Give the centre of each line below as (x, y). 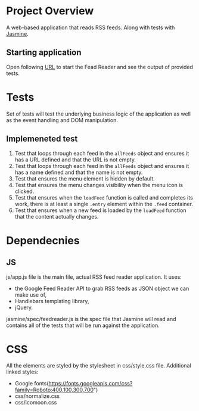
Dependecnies (43, 240)
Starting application (44, 53)
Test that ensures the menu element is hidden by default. (85, 178)
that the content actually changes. (57, 216)
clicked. (24, 191)
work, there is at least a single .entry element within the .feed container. (104, 204)
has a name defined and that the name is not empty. (79, 172)
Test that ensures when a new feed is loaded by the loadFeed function (100, 210)
